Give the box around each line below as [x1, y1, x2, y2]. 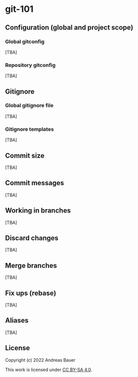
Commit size [5, 151, 45, 160]
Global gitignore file [5, 102, 53, 109]
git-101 [5, 3, 34, 15]
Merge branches [5, 261, 57, 269]
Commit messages [5, 179, 64, 187]
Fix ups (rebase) [5, 289, 56, 297]
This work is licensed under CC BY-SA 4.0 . [5, 367, 92, 373]
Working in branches [5, 207, 71, 215]
